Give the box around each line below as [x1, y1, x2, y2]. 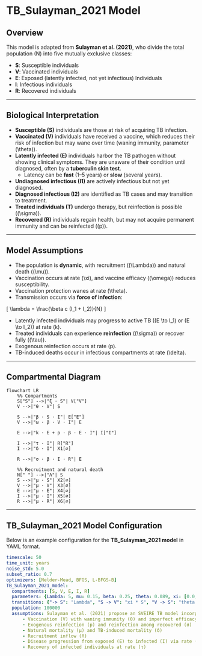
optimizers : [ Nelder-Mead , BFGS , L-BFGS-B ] [6, 576, 117, 583]
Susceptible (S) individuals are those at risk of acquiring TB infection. [14, 126, 188, 133]
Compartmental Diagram [6, 372, 101, 383]
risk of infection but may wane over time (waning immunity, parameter [14, 139, 189, 146]
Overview [6, 28, 44, 38]
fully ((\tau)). [14, 336, 46, 343]
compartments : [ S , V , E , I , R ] [11, 588, 90, 594]
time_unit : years [6, 560, 50, 566]
